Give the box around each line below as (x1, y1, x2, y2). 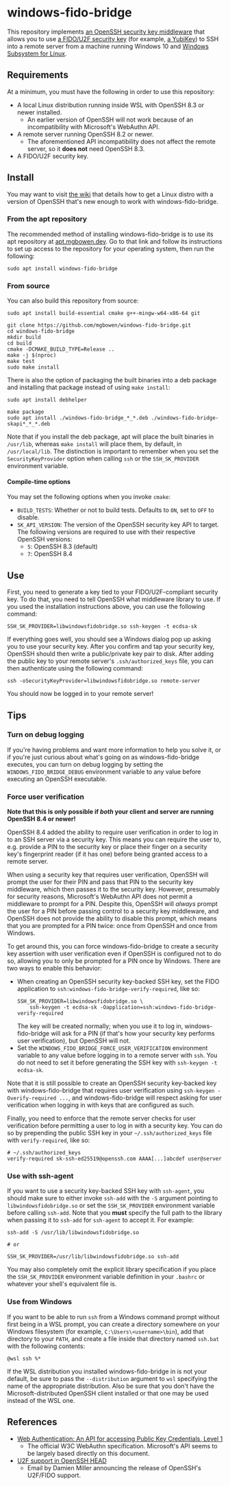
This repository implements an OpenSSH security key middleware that (7, 27, 205, 36)
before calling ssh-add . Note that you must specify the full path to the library (7, 1209, 222, 1217)
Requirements (7, 69, 68, 81)
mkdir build (7, 334, 41, 341)
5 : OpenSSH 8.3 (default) (27, 542, 98, 550)
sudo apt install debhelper (7, 397, 88, 404)
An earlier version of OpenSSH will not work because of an (27, 115, 194, 124)
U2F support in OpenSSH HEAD (16, 1456, 107, 1465)
